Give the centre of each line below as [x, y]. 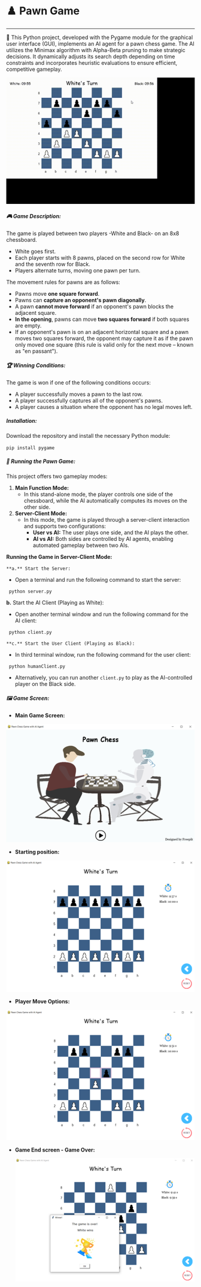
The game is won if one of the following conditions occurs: [79, 383]
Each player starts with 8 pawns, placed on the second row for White [100, 258]
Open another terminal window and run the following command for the [101, 614]
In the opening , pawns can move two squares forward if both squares [102, 319]
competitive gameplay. [34, 69]
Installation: [22, 420]
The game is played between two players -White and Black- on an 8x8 [93, 233]
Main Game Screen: [40, 715]
